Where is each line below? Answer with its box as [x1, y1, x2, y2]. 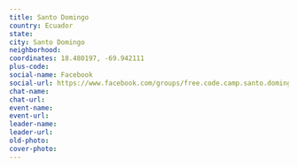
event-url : [9, 111, 50, 120]
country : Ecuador [9, 21, 74, 30]
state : [9, 29, 34, 38]
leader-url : [9, 128, 53, 137]
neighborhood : [9, 46, 62, 55]
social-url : [9, 79, 53, 87]
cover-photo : [9, 144, 58, 153]
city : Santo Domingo [9, 37, 86, 47]
